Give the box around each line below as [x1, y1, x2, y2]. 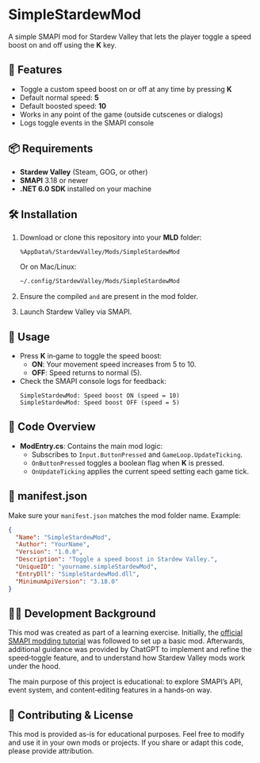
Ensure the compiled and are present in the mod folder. [19, 292, 198, 301]
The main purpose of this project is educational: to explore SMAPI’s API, [8, 677, 243, 687]
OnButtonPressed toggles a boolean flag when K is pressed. [31, 458, 224, 467]
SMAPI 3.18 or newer [19, 175, 89, 185]
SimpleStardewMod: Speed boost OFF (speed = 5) [19, 399, 180, 407]
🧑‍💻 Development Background [8, 607, 156, 620]
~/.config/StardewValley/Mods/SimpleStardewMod [19, 278, 180, 286]
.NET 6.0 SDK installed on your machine [19, 184, 152, 194]
